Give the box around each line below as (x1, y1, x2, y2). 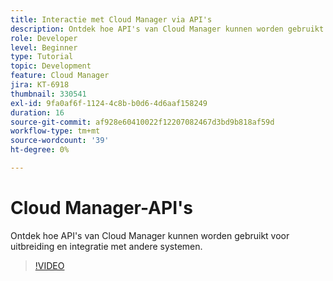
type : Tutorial (10, 52, 74, 62)
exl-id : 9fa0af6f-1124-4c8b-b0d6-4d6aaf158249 (10, 98, 208, 108)
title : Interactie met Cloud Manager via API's (10, 14, 213, 25)
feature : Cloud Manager (10, 71, 110, 81)
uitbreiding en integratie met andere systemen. (10, 240, 203, 252)
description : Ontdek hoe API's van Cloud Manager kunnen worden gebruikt (10, 24, 325, 34)
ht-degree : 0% (10, 145, 70, 155)
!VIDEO (34, 259, 65, 271)
